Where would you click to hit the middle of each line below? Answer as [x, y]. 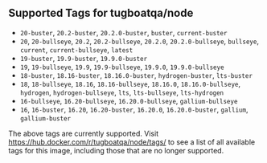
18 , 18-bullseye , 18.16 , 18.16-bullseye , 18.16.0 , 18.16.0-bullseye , [130, 84]
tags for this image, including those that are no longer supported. [116, 150]
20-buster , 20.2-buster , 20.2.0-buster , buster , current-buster [123, 32]
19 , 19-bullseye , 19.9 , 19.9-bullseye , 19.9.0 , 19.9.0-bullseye [122, 67]
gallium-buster [45, 118]
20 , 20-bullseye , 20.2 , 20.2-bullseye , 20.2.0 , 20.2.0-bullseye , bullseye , [140, 41]
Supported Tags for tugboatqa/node [101, 13]
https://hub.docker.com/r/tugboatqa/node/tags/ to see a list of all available [132, 142]
